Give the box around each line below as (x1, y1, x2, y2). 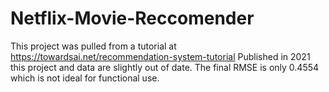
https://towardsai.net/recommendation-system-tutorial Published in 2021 (10, 50, 311, 62)
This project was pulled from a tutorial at (10, 40, 177, 52)
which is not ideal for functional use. (10, 72, 160, 84)
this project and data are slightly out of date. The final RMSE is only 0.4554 (10, 61, 320, 73)
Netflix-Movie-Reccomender (10, 7, 255, 30)
